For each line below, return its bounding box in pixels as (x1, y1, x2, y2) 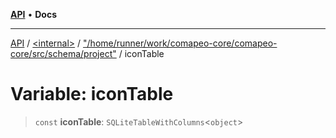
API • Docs (10, 9, 57, 20)
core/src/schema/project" (10, 48, 117, 59)
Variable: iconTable (10, 83, 174, 106)
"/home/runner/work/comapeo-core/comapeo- (83, 37, 278, 49)
